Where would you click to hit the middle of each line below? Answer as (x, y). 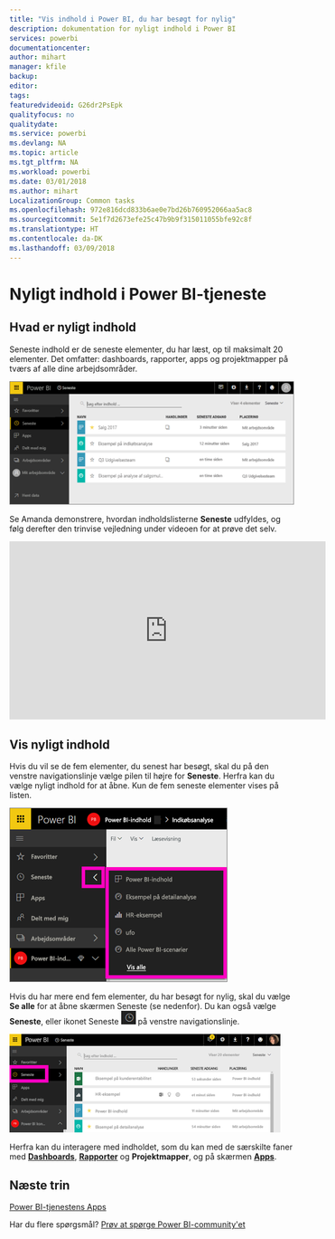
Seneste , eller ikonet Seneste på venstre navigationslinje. (125, 1022)
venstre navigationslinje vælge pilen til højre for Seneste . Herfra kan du (142, 776)
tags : (19, 95)
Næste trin (40, 1185)
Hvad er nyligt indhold (73, 327)
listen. (21, 796)
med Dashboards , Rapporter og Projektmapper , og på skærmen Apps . (143, 1157)
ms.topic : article (44, 153)
